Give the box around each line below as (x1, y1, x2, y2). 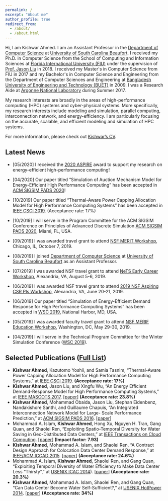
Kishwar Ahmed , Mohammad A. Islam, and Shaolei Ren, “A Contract (12, 442, 154, 448)
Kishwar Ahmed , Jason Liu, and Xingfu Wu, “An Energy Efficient (12, 383, 147, 389)
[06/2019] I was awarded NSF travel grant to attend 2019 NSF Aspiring (12, 283, 159, 289)
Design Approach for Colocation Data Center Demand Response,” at (12, 447, 154, 453)
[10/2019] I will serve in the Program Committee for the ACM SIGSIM (12, 217, 154, 223)
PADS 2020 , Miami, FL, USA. (12, 228, 72, 234)
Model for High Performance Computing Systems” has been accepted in (12, 202, 163, 208)
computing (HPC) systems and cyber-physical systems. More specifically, (5, 103, 158, 108)
